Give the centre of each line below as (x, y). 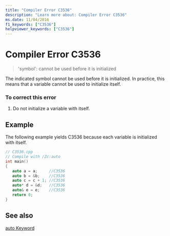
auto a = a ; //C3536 (39, 171)
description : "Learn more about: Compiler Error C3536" (66, 15)
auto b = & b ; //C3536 (39, 176)
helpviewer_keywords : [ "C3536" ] (40, 29)
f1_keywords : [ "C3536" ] (31, 24)
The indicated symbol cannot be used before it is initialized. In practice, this (85, 79)
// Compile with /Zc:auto (33, 157)
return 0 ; (23, 195)
